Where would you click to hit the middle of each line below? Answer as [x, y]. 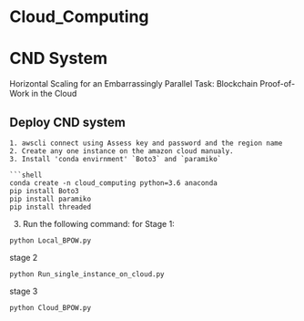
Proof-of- [277, 84]
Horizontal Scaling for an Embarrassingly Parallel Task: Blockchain [134, 84]
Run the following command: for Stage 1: [98, 223]
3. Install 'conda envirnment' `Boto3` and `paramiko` [116, 159]
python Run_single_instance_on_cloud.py [87, 274]
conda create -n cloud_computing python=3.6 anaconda [114, 183]
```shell [26, 175]
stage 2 [24, 257]
